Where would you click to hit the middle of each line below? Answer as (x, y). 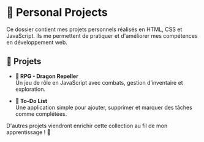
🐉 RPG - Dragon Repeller (47, 76)
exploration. (30, 89)
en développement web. (37, 42)
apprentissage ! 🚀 (28, 132)
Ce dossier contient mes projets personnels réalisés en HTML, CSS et (94, 29)
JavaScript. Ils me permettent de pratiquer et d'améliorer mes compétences (102, 35)
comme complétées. (41, 114)
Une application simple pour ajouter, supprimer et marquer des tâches (104, 107)
